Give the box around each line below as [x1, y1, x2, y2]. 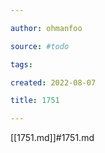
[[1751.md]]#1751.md [10, 132, 95, 144]
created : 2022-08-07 [10, 77, 97, 88]
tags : [10, 59, 33, 70]
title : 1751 [10, 96, 60, 106]
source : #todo [10, 41, 70, 51]
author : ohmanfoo [10, 23, 83, 33]
